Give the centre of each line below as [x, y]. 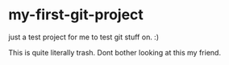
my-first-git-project [76, 15]
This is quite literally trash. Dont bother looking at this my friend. [115, 52]
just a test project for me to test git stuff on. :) [84, 37]
